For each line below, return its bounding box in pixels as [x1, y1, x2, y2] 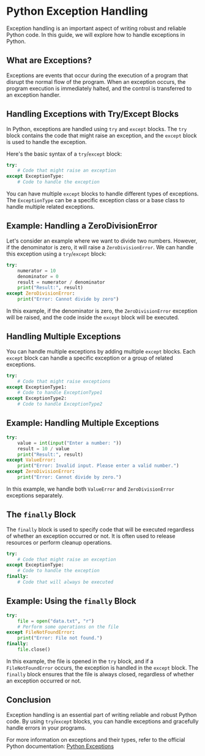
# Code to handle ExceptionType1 [17, 390, 103, 396]
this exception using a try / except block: [6, 250, 107, 257]
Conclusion [6, 695, 51, 705]
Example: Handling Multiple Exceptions [6, 418, 159, 428]
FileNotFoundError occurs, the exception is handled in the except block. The [6, 663, 199, 671]
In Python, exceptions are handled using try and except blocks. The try [6, 125, 187, 132]
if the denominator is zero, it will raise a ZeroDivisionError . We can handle [6, 243, 194, 251]
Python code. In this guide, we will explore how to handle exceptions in [6, 31, 185, 38]
